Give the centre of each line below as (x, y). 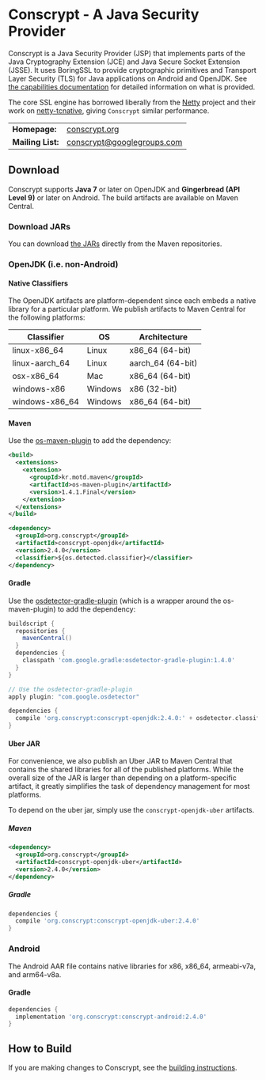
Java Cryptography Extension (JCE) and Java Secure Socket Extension (124, 62)
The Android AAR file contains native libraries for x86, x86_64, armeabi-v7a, (132, 966)
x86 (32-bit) (154, 389)
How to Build (40, 1049)
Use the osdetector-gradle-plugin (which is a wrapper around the (115, 601)
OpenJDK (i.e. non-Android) (63, 264)
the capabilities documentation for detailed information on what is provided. (132, 87)
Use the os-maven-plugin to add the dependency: (90, 441)
